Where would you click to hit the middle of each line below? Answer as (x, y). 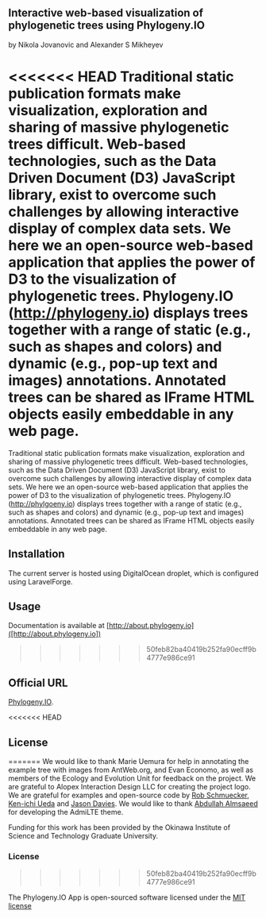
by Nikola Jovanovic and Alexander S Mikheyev (86, 44)
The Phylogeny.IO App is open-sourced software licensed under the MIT (127, 897)
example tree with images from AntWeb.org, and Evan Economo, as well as (131, 770)
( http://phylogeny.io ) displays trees (128, 313)
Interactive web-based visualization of (106, 13)
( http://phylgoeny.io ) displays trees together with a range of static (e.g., (125, 503)
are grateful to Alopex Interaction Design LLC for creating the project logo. (130, 787)
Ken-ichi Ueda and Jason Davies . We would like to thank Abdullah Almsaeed (133, 804)
